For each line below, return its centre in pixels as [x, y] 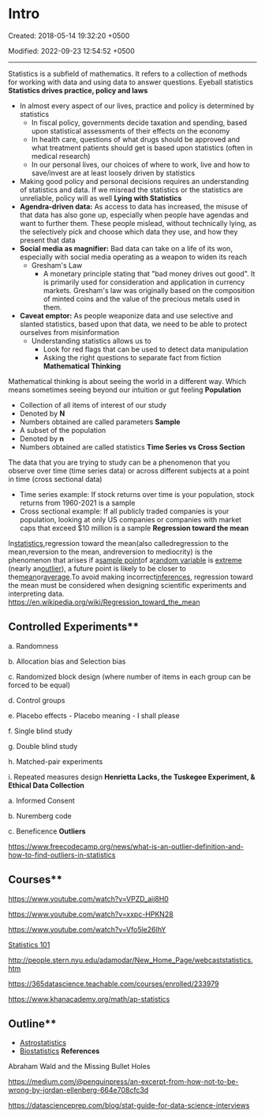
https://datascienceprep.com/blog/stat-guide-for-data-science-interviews [129, 1105]
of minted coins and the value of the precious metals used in [142, 299]
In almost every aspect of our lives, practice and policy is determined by [137, 105]
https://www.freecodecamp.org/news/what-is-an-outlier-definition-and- [126, 846]
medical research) [61, 156]
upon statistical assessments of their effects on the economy [131, 130]
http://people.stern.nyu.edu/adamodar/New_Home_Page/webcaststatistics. [131, 960]
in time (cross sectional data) [55, 479]
